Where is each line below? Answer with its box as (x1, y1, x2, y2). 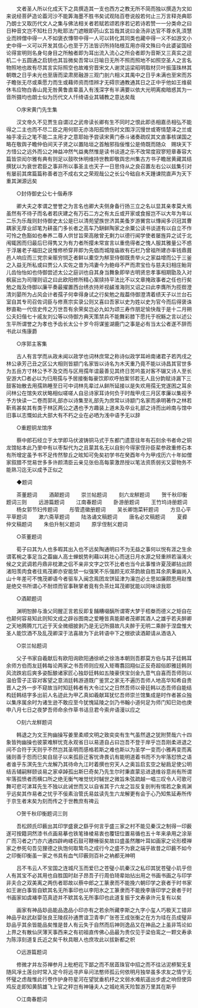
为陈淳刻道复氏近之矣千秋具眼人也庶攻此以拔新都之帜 (6, 936, 136, 943)
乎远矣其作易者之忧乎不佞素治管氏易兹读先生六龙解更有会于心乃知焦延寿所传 (6, 790, 192, 797)
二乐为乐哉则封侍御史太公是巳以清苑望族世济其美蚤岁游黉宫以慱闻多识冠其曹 (6, 217, 192, 224)
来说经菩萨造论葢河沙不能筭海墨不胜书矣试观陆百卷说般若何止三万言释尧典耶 (6, 12, 192, 19)
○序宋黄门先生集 (16, 106, 58, 113)
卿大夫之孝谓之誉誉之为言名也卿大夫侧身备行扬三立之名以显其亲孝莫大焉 (16, 203, 192, 209)
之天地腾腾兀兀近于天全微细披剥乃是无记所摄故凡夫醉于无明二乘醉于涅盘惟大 (6, 622, 192, 629)
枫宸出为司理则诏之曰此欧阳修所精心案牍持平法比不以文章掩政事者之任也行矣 (6, 276, 192, 283)
